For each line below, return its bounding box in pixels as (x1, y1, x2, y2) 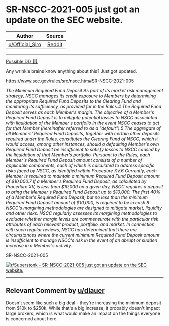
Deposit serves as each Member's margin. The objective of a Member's (6, 109, 154, 115)
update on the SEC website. (6, 14, 123, 26)
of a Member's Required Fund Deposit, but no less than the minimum (6, 194, 148, 200)
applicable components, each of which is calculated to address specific (6, 162, 155, 168)
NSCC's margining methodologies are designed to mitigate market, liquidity (6, 205, 162, 211)
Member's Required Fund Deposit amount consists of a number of (6, 157, 142, 163)
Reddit (47, 41, 63, 48)
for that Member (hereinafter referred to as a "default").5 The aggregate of (6, 125, 161, 131)
